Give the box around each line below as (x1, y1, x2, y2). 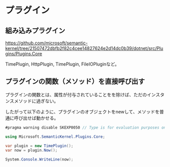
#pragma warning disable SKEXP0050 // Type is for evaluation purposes (5, 125, 159, 130)
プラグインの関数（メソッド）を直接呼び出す (5, 77, 145, 86)
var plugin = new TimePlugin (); (5, 143, 73, 148)
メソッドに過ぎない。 (14, 98, 59, 104)
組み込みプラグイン (5, 26, 65, 35)
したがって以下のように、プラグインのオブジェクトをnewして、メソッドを (5, 108, 160, 115)
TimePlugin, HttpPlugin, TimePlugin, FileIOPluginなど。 (5, 61, 120, 67)
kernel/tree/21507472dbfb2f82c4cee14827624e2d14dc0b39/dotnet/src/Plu (5, 45, 163, 51)
